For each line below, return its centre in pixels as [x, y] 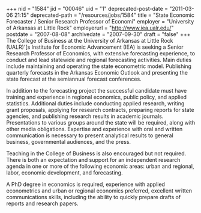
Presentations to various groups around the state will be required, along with [101, 122]
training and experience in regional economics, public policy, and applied [97, 97]
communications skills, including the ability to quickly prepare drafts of [94, 197]
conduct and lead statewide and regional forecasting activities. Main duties [99, 60]
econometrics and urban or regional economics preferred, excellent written [99, 191]
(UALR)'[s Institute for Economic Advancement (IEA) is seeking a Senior [95, 47]
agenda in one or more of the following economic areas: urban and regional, [100, 166]
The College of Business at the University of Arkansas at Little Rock [90, 41]
